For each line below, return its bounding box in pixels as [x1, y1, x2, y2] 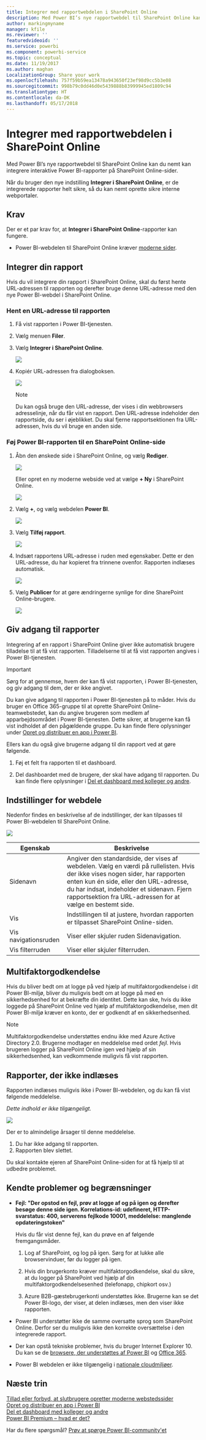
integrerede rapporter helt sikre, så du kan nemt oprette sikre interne [6, 185, 180, 192]
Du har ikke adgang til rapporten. [15, 1140, 99, 1148]
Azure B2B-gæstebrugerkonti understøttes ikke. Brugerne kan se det [24, 1292, 199, 1299]
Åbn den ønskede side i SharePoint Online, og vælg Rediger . [15, 452, 169, 459]
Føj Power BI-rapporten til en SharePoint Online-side [6, 438, 166, 446]
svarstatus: [15, 1212, 46, 1220]
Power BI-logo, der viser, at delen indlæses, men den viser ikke [24, 1299, 184, 1306]
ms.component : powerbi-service [6, 49, 86, 55]
